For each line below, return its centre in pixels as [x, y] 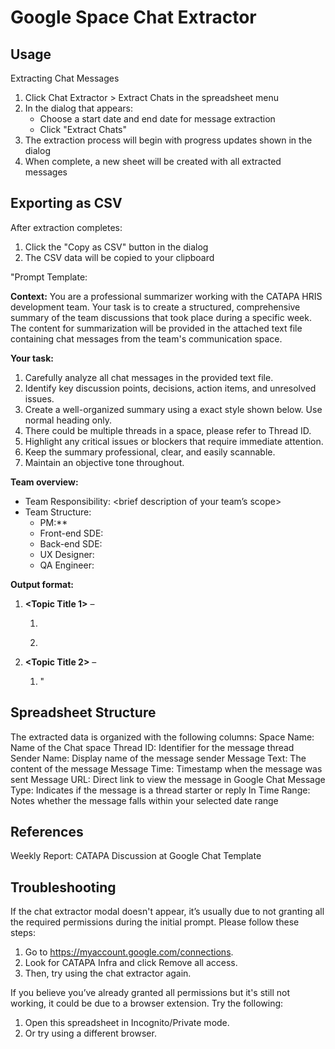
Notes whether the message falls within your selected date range [144, 800]
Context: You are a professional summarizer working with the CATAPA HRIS [166, 296]
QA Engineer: [67, 565]
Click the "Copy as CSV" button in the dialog [116, 247]
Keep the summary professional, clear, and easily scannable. [150, 452]
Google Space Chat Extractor [133, 17]
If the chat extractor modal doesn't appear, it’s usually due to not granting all [167, 912]
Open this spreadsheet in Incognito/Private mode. [127, 1023]
